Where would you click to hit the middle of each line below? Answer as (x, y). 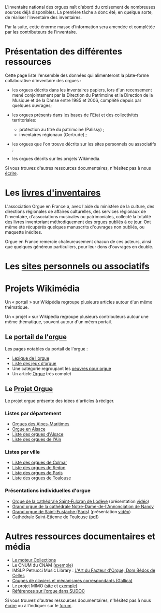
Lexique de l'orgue (31, 358)
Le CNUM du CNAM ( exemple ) (43, 565)
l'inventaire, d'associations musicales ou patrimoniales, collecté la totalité (78, 216)
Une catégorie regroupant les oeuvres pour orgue (61, 368)
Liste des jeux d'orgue (34, 363)
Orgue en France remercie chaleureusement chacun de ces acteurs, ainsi (78, 241)
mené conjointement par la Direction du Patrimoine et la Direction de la (82, 95)
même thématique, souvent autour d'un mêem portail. (59, 322)
